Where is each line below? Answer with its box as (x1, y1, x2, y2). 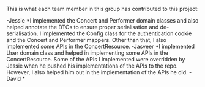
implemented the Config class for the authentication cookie (42, 30, 192, 37)
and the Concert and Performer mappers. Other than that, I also (6, 37, 167, 43)
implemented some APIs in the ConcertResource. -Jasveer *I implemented (6, 43, 195, 50)
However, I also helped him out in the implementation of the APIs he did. (6, 69, 188, 75)
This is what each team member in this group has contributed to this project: (6, 5, 199, 12)
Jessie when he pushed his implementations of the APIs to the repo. (6, 62, 179, 69)
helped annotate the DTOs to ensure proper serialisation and (6, 24, 159, 30)
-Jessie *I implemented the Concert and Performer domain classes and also (6, 17, 199, 24)
